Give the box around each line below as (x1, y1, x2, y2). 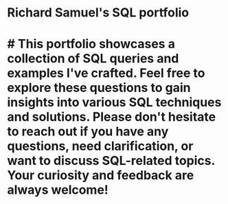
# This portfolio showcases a (7, 36, 175, 52)
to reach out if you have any (7, 124, 169, 139)
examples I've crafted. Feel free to (7, 65, 205, 81)
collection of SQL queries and (7, 51, 179, 67)
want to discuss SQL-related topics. (7, 153, 215, 169)
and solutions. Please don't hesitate (7, 109, 216, 125)
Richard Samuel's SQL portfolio (7, 5, 190, 21)
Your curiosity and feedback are (7, 168, 194, 183)
